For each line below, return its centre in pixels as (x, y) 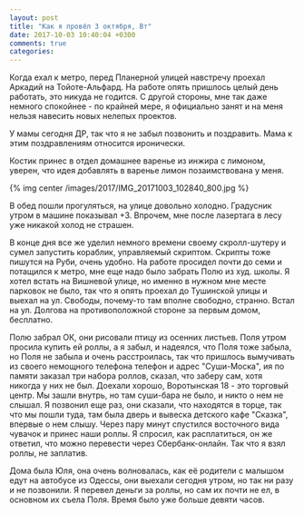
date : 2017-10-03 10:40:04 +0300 (73, 35)
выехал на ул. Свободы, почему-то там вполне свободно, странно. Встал (152, 301)
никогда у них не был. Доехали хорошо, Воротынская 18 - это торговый (149, 386)
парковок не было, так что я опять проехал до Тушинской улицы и (138, 291)
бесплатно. (31, 320)
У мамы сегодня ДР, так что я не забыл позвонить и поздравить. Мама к (151, 133)
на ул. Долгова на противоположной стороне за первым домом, (135, 311)
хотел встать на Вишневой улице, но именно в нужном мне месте (138, 282)
